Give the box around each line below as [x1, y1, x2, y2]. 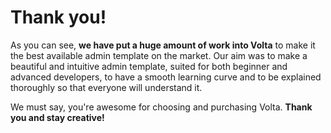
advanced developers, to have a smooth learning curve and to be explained [10, 71, 322, 83]
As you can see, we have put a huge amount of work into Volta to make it [10, 39, 316, 51]
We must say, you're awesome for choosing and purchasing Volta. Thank [10, 101, 313, 113]
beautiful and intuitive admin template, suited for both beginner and [10, 60, 288, 72]
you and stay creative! [10, 111, 105, 123]
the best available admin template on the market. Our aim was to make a [10, 49, 308, 61]
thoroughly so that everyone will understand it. [10, 81, 203, 93]
